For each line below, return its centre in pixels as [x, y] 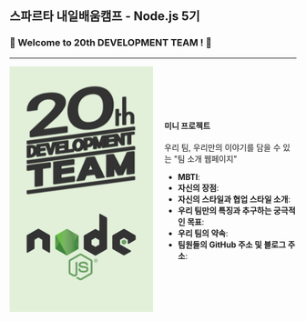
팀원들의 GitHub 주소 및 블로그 [232, 245]
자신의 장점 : [198, 188]
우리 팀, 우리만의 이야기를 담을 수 [223, 147]
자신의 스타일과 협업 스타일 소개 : [234, 199]
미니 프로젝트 [188, 125]
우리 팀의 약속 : [203, 234]
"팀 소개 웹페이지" [205, 159]
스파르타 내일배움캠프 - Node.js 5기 [105, 16]
